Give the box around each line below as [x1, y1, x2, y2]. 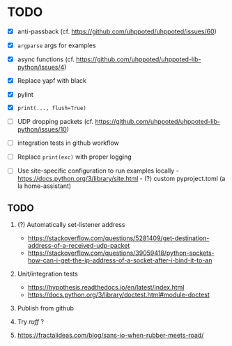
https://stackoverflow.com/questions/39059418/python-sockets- [27, 249, 215, 258]
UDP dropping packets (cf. [17, 118, 94, 126]
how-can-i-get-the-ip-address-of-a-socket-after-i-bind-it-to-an [27, 256, 212, 265]
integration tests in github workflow [17, 139, 120, 147]
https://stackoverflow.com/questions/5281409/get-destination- [27, 234, 210, 242]
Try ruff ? [17, 317, 44, 326]
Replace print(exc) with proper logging [17, 152, 132, 161]
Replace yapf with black [17, 77, 87, 85]
